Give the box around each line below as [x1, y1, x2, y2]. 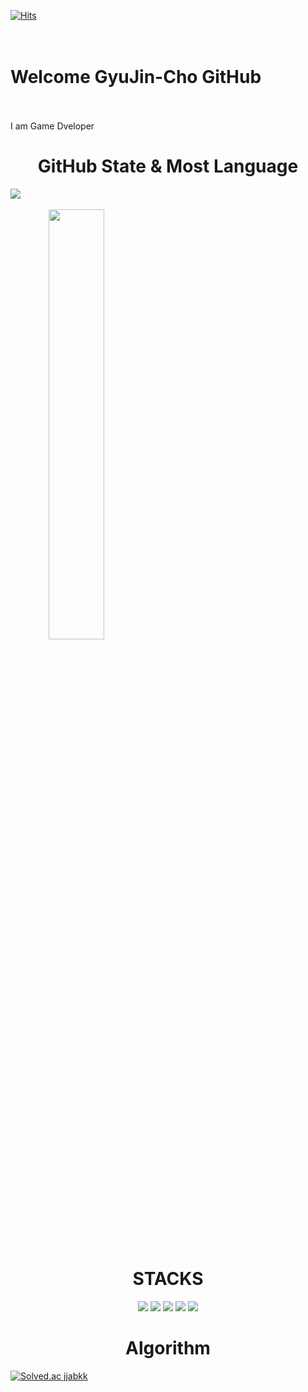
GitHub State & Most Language [37, 155, 299, 178]
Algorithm [125, 1337, 211, 1359]
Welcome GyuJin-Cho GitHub [10, 66, 262, 89]
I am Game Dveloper [10, 120, 95, 132]
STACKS [132, 1268, 204, 1290]
